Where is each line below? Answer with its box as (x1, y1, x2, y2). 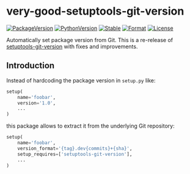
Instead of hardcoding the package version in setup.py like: (6, 76, 156, 84)
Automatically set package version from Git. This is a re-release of (6, 36, 174, 43)
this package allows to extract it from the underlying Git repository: (6, 122, 175, 129)
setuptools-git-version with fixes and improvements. (6, 43, 138, 50)
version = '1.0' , (17, 100, 56, 106)
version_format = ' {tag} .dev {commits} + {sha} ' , (17, 145, 133, 151)
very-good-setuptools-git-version (6, 4, 185, 18)
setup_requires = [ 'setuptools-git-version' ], (17, 151, 133, 157)
